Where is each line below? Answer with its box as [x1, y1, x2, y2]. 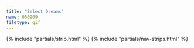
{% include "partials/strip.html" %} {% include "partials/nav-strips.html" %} [6, 36, 189, 43]
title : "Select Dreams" [6, 8, 64, 15]
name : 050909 [6, 14, 38, 20]
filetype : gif [6, 19, 41, 25]
